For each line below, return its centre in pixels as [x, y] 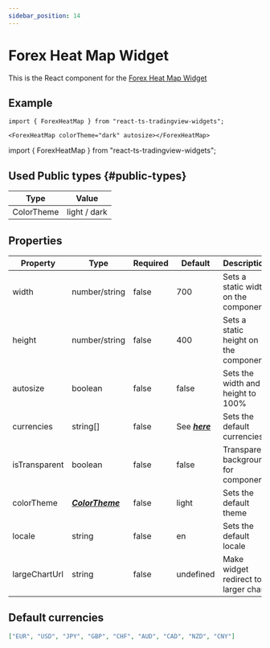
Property [38, 263]
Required [151, 263]
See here [194, 427]
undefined [196, 574]
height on [240, 340]
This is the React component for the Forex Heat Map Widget [108, 78]
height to [239, 393]
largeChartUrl [38, 574]
